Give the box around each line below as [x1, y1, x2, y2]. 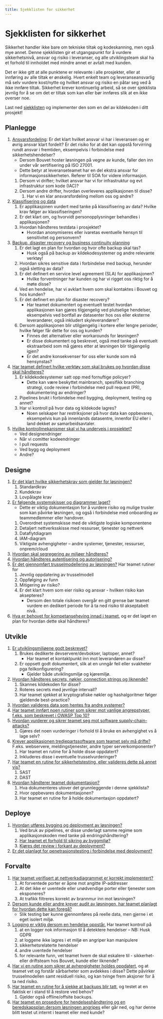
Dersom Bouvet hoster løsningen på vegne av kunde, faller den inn [19, 157, 153, 163]
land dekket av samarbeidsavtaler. [26, 421, 96, 427]
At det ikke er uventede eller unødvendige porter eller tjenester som [19, 885, 156, 891]
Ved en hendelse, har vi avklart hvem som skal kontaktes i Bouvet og [19, 286, 157, 292]
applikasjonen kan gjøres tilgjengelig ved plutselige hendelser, [26, 307, 151, 313]
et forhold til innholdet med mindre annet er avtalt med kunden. [5, 59, 132, 66]
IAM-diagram [19, 536, 46, 541]
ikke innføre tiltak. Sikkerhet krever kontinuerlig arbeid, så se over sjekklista [5, 85, 157, 90]
